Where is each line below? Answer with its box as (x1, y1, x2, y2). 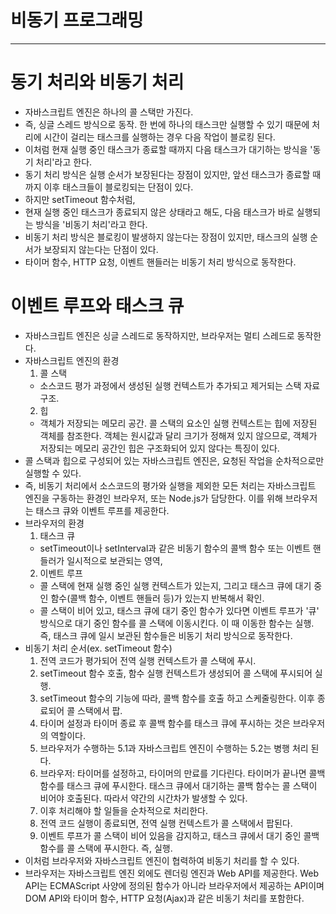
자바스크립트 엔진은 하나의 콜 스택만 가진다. (24, 106, 194, 118)
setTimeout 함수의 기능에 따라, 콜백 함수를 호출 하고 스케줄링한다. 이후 (39, 692, 315, 704)
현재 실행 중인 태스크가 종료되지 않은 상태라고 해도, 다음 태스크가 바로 (24, 206, 295, 218)
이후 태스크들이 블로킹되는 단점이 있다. (43, 181, 194, 193)
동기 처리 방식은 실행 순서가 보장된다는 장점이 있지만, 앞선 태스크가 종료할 (24, 168, 311, 180)
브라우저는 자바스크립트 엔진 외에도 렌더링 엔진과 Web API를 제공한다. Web (24, 867, 320, 879)
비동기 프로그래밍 (10, 9, 144, 32)
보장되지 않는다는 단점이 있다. (43, 243, 159, 255)
